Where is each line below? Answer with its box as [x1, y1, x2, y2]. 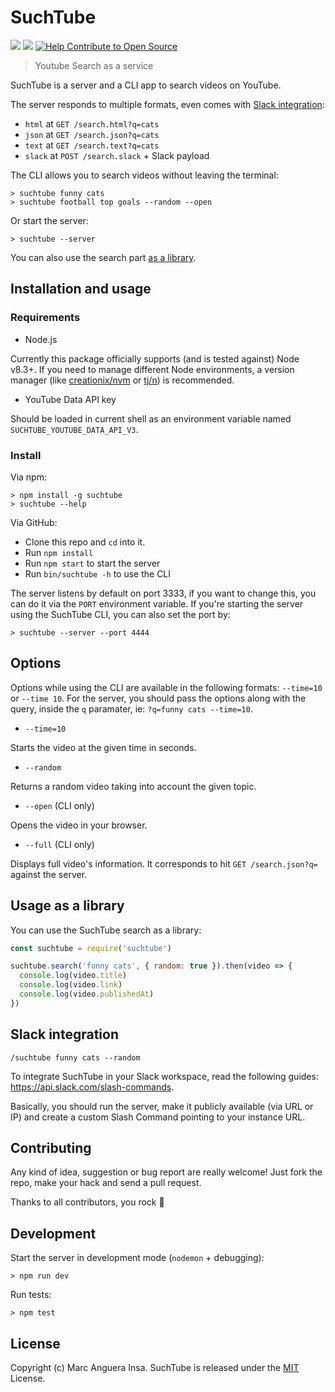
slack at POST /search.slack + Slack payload [24, 149, 210, 161]
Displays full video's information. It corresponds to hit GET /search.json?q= [10, 857, 318, 870]
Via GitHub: [10, 516, 58, 528]
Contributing [10, 1140, 92, 1156]
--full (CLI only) [24, 838, 95, 850]
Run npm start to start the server [24, 557, 161, 569]
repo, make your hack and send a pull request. [10, 1177, 202, 1189]
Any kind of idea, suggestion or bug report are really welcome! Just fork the [10, 1166, 323, 1178]
